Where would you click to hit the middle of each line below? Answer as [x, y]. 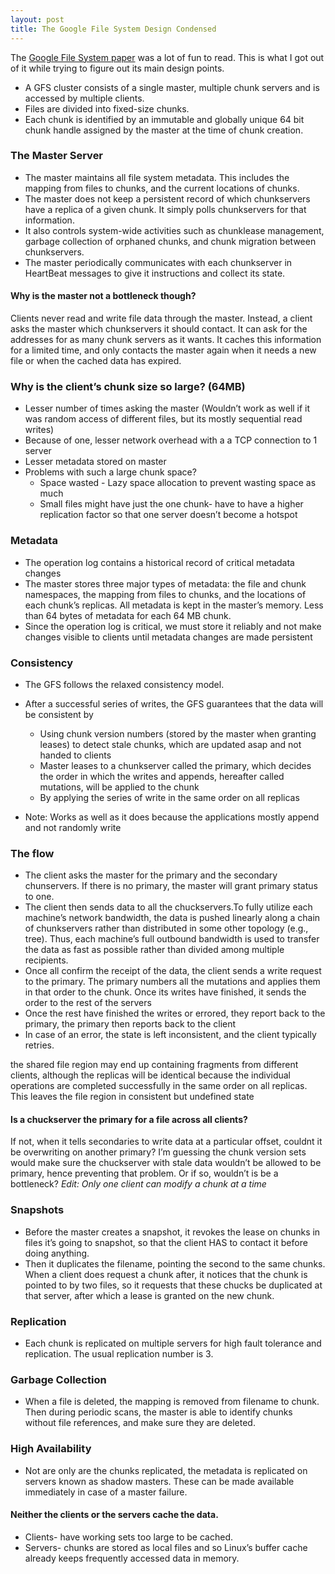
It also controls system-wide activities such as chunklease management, [174, 230]
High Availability [51, 1449]
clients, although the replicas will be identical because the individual [151, 1075]
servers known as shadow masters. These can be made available [159, 1481]
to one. [39, 897]
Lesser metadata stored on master [95, 462]
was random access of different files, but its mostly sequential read [163, 419]
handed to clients [75, 755]
